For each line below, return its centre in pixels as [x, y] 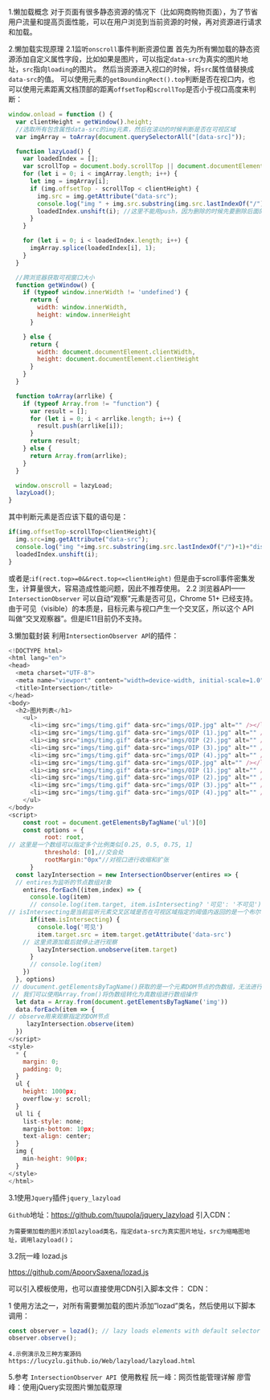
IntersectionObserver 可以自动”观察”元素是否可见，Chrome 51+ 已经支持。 [133, 598]
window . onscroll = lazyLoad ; [64, 485]
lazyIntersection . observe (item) [80, 1024]
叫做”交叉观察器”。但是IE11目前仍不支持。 [77, 618]
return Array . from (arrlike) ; [78, 456]
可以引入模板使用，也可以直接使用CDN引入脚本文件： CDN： [109, 1288]
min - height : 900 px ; [55, 1159]
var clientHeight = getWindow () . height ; [84, 122]
